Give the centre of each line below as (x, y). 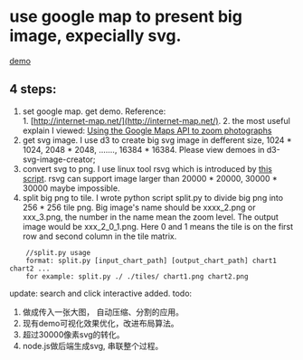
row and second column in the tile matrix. (99, 236)
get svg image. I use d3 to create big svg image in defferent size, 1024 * (157, 140)
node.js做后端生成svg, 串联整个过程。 (93, 346)
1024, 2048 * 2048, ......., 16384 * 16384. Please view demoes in (143, 149)
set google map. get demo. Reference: (94, 111)
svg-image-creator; (59, 159)
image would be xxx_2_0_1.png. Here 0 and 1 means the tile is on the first (158, 226)
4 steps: (33, 89)
